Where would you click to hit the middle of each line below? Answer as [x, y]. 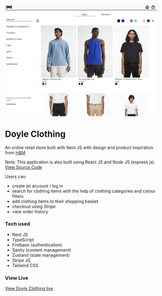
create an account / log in [37, 186]
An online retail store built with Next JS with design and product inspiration [79, 148]
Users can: [16, 177]
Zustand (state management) [41, 255]
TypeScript [23, 239]
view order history [30, 211]
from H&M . [16, 152]
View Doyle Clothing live [29, 289]
